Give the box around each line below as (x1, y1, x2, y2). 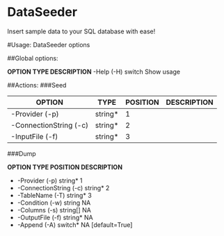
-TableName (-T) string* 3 (17, 191, 92, 199)
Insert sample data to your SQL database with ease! (7, 27, 156, 35)
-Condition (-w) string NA (17, 199, 91, 207)
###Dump (7, 149, 36, 158)
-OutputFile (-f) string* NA (17, 213, 93, 221)
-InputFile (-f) (10, 131, 58, 141)
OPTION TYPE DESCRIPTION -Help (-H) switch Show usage (7, 67, 181, 76)
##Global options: (7, 53, 58, 62)
